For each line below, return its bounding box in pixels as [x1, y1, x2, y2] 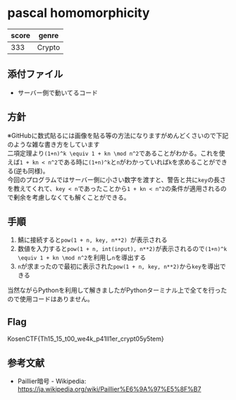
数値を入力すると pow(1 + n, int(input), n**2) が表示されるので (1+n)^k [17, 245, 228, 253]
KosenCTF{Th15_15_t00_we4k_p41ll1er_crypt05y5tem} [7, 334, 164, 343]
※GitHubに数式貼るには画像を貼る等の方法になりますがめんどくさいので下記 [7, 131, 229, 139]
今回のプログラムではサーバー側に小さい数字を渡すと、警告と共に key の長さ [7, 175, 227, 184]
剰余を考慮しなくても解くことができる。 [13, 193, 130, 201]
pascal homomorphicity [7, 5, 150, 21]
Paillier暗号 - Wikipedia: [17, 377, 87, 385]
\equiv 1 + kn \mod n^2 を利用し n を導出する [17, 253, 147, 262]
